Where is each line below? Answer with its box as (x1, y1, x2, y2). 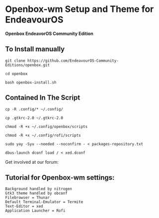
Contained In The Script (5, 94, 80, 102)
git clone (5, 58, 26, 63)
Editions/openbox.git (5, 62, 50, 68)
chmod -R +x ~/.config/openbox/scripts (5, 124, 88, 129)
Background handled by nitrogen (5, 187, 72, 192)
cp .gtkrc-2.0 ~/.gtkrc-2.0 (5, 115, 64, 120)
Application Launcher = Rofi (5, 208, 66, 214)
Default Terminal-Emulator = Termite (5, 200, 83, 205)
